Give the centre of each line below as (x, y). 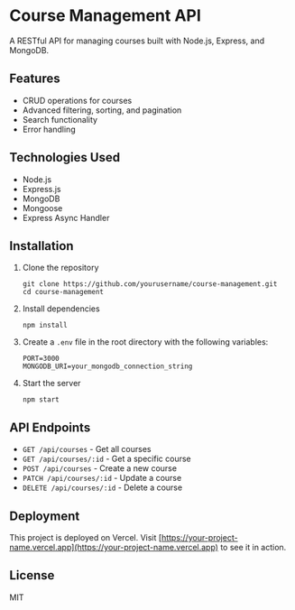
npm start (41, 400)
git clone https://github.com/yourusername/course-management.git (150, 284)
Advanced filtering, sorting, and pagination (102, 110)
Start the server (51, 384)
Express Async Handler (66, 217)
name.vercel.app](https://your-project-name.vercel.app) (114, 547)
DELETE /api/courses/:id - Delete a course (102, 487)
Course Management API (105, 16)
